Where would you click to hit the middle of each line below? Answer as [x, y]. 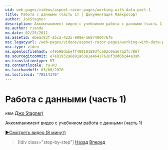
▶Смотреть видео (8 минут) [35, 132]
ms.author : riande [24, 28]
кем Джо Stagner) [24, 113]
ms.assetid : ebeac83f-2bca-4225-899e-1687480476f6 [59, 38]
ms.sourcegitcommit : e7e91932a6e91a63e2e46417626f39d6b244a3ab [72, 56]
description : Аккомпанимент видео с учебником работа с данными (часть [81, 24]
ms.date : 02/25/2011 [27, 33]
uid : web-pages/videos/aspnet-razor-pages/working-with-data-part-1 [78, 10]
